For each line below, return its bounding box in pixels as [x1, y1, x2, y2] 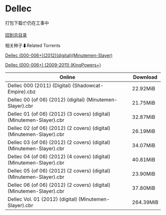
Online [59, 74, 76, 81]
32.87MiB [132, 113, 156, 120]
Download [133, 74, 158, 81]
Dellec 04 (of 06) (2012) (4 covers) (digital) [7, 153, 111, 160]
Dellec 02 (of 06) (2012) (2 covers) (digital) [7, 125, 111, 131]
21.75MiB [132, 99, 156, 106]
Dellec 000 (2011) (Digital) [7, 82, 71, 89]
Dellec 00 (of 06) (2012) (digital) [7, 96, 85, 103]
